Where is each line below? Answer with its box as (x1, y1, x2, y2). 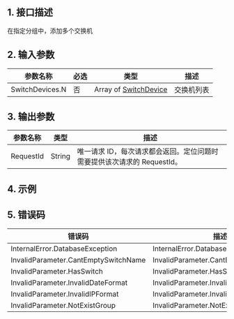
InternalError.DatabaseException (10, 244, 118, 253)
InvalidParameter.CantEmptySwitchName (10, 255, 146, 265)
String (50, 151, 71, 161)
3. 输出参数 (7, 111, 55, 123)
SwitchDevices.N (10, 84, 67, 94)
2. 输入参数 (7, 49, 55, 61)
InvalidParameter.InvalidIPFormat (10, 289, 119, 299)
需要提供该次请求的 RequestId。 (77, 157, 182, 167)
